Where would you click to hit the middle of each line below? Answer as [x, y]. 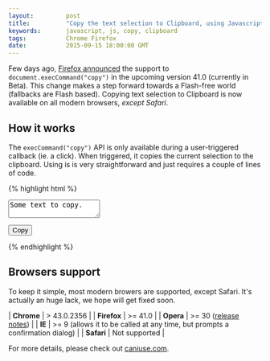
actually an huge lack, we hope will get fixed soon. [92, 300]
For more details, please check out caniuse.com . [89, 348]
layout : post [45, 16]
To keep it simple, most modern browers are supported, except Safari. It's [130, 291]
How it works [42, 128]
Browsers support [54, 272]
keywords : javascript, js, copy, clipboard [93, 31]
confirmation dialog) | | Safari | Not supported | [86, 332]
